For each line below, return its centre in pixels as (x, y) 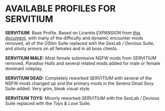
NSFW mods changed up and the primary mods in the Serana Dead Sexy (80, 83)
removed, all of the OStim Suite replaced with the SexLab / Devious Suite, (80, 43)
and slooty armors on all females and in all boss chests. (62, 48)
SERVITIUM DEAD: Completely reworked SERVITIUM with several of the (79, 78)
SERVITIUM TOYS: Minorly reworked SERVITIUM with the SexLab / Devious (82, 98)
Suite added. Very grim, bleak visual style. (48, 88)
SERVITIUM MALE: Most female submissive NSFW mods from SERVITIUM (81, 58)
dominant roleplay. (24, 68)
